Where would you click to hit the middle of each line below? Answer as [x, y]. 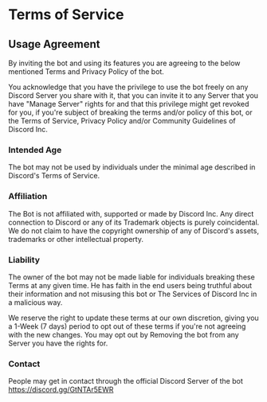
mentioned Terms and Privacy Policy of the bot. [86, 72]
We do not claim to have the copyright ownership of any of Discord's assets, [133, 230]
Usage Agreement [55, 44]
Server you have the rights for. [58, 343]
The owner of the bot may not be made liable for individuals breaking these [132, 277]
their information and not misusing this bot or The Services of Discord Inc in [133, 294]
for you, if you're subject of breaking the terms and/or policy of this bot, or [130, 112]
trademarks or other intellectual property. [76, 239]
